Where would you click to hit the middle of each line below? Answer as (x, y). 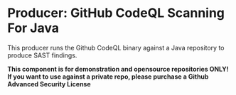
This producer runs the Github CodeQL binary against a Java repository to (116, 47)
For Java (33, 28)
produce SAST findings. (42, 55)
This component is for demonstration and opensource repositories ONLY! (118, 69)
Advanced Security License (49, 84)
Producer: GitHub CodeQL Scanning (116, 13)
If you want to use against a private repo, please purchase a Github (108, 77)
